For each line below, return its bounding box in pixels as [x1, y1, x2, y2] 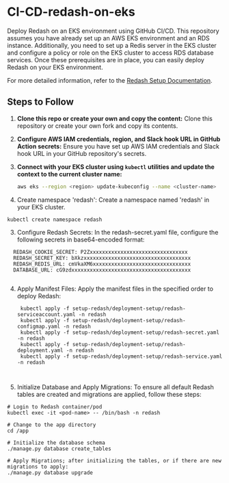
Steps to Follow [7, 96, 74, 108]
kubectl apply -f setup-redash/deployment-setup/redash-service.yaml [20, 353, 223, 360]
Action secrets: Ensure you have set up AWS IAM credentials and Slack [16, 142, 220, 151]
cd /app [7, 427, 29, 434]
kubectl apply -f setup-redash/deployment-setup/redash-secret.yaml [20, 329, 220, 336]
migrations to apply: [7, 463, 69, 470]
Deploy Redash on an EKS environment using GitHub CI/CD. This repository [7, 27, 220, 35]
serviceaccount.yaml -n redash [16, 311, 107, 318]
